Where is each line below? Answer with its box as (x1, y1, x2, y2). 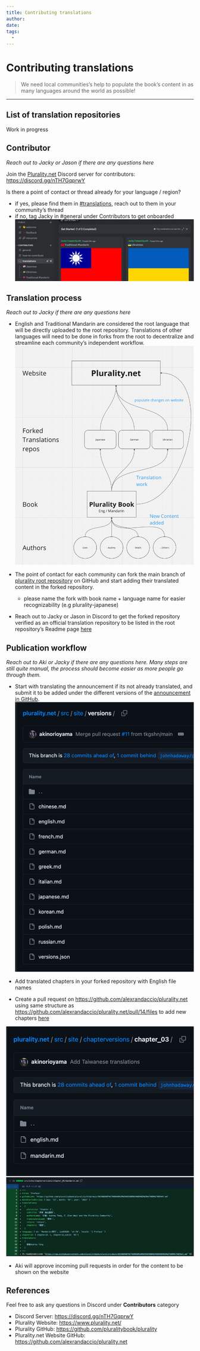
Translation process (6, 292, 82, 303)
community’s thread (14, 206, 64, 213)
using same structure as (14, 1002, 74, 1009)
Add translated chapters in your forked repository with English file (14, 978, 177, 985)
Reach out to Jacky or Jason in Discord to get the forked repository (14, 613, 180, 620)
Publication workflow (6, 643, 87, 653)
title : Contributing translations (6, 10, 92, 15)
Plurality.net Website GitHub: (14, 1332, 86, 1339)
